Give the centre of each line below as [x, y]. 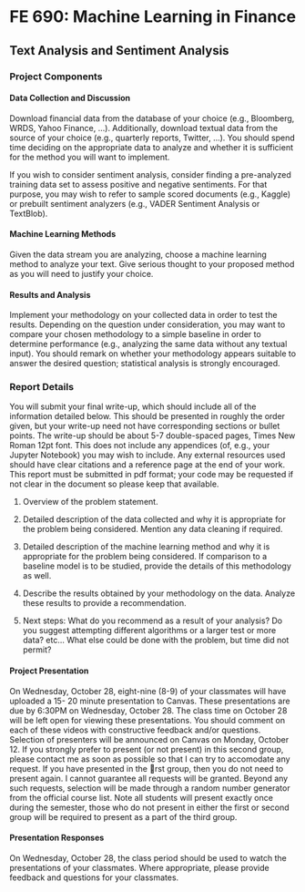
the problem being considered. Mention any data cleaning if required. [152, 529]
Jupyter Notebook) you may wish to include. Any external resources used [147, 455]
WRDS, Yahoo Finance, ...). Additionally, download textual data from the [144, 128]
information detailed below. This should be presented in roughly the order [147, 416]
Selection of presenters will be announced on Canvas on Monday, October [149, 739]
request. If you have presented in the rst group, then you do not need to [147, 768]
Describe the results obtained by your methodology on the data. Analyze [159, 593]
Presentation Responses [57, 838]
